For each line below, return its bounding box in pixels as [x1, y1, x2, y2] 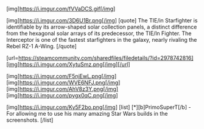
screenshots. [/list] [6, 116, 54, 124]
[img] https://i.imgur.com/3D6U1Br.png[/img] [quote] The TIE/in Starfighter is [6, 17, 198, 24]
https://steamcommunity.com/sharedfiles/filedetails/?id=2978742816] [18, 55, 194, 61]
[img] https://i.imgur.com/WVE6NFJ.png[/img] [6, 79, 121, 86]
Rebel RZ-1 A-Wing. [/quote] [6, 42, 77, 50]
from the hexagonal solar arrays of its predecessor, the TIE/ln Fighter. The [6, 30, 192, 37]
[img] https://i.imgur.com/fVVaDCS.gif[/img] [6, 5, 116, 12]
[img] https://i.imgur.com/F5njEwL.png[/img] [6, 73, 117, 79]
